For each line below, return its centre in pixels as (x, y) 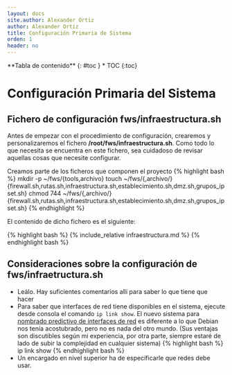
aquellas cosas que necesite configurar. (64, 158)
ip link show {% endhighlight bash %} (71, 350)
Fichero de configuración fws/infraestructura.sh (114, 119)
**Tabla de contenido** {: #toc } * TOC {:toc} (72, 66)
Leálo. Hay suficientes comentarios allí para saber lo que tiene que (112, 291)
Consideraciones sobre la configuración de (102, 264)
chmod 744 (45, 193)
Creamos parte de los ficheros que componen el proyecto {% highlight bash (116, 171)
